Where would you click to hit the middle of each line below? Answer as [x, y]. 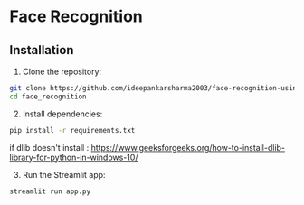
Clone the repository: [62, 71]
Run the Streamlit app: [64, 174]
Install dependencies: [62, 114]
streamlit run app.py [50, 191]
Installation [42, 50]
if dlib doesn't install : [49, 147]
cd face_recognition [48, 97]
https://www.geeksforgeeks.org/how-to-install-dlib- [188, 147]
